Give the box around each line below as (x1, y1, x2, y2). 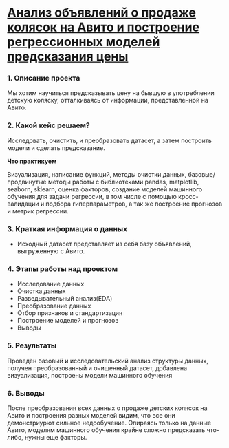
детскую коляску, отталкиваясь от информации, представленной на (7, 96, 208, 105)
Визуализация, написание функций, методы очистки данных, (7, 170, 187, 178)
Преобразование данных (17, 301, 91, 310)
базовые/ (188, 170, 215, 178)
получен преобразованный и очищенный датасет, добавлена (7, 363, 188, 372)
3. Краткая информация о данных (7, 224, 128, 233)
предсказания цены (7, 49, 129, 65)
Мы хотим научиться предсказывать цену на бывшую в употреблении (7, 89, 215, 97)
